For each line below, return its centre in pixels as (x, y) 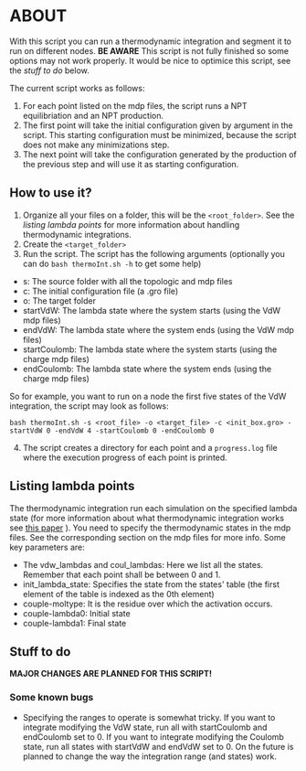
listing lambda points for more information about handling (131, 224)
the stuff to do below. (49, 70)
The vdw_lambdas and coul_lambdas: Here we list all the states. (143, 564)
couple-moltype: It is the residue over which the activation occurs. (148, 604)
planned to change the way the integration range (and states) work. (149, 756)
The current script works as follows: (77, 88)
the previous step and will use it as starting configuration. (131, 164)
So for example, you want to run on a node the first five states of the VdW (148, 396)
